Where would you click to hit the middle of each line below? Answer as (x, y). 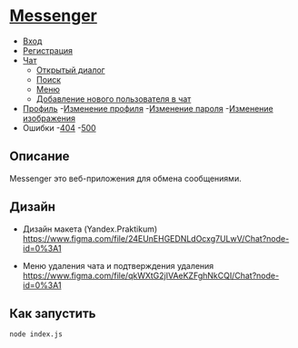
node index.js (36, 334)
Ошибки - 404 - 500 (60, 127)
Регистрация (48, 50)
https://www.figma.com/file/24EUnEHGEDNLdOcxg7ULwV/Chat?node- (156, 238)
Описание (40, 157)
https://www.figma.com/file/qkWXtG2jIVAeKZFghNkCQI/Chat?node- (151, 275)
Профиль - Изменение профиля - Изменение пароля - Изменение (148, 108)
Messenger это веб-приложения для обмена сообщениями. (126, 178)
